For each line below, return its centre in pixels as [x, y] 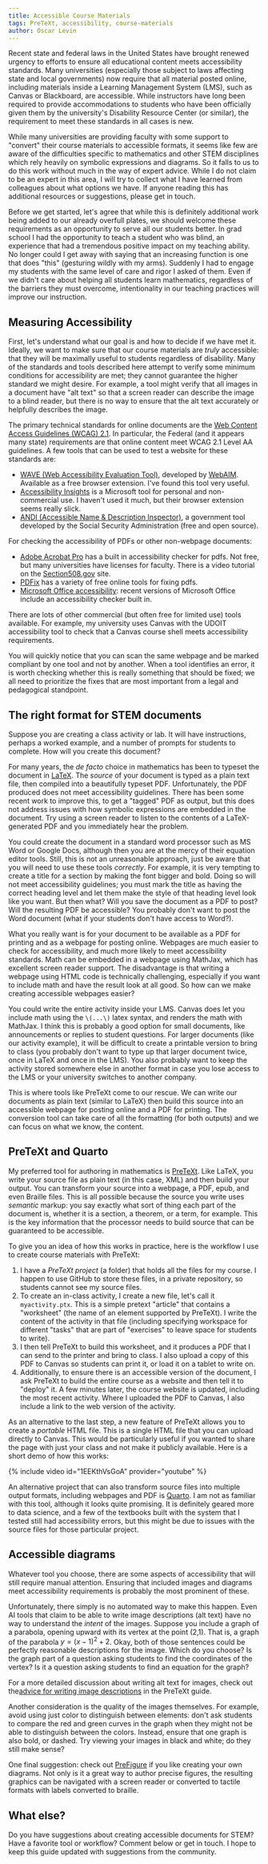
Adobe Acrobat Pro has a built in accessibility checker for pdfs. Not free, [140, 556]
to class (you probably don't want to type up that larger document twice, [128, 1051]
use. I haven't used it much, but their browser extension [152, 500]
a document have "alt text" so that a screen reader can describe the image [131, 392]
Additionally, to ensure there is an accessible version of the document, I [138, 1372]
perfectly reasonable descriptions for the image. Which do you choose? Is [130, 1650]
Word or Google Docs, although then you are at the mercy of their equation [132, 850]
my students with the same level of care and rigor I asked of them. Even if [130, 271]
